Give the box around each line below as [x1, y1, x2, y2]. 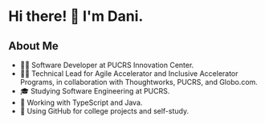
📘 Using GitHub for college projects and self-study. [19, 106, 190, 115]
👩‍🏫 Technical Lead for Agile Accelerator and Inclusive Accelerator [19, 69, 238, 78]
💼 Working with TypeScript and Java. [19, 98, 143, 107]
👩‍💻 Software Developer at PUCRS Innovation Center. [19, 60, 194, 70]
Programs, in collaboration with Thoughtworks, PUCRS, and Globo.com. [19, 78, 259, 86]
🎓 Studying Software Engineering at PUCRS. [19, 86, 170, 95]
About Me [8, 39, 59, 53]
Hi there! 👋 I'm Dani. [8, 7, 144, 26]
